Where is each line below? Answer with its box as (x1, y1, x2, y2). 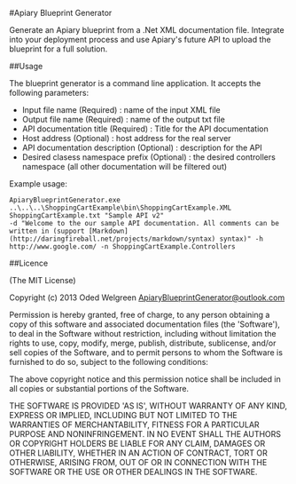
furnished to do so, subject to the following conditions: (9, 357, 208, 367)
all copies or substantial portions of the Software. (9, 384, 189, 393)
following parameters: (9, 88, 90, 98)
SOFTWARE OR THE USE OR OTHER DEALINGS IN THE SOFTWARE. (9, 466, 258, 477)
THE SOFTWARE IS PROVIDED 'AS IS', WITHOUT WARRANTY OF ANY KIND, (9, 401, 288, 411)
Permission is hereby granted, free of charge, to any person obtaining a (9, 310, 270, 320)
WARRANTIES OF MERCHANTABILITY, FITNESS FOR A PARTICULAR (9, 419, 260, 430)
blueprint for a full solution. (9, 44, 108, 54)
